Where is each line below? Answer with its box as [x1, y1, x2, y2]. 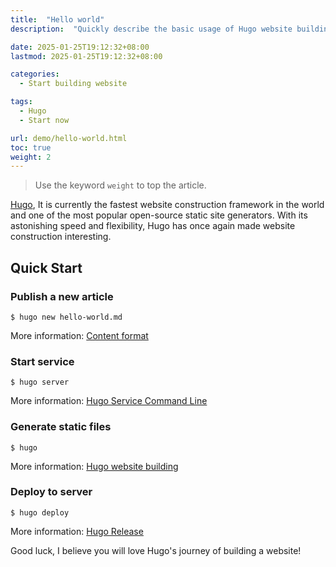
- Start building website [19, 79, 128, 89]
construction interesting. [10, 231, 112, 243]
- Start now [19, 115, 70, 125]
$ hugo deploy [10, 507, 70, 518]
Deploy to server [10, 485, 93, 499]
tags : [10, 97, 33, 107]
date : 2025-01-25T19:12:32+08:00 [10, 42, 150, 52]
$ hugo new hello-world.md [10, 312, 123, 322]
